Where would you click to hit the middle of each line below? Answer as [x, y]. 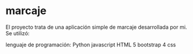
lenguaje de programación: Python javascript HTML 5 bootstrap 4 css [91, 45]
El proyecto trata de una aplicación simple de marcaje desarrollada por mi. [96, 27]
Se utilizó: [18, 33]
